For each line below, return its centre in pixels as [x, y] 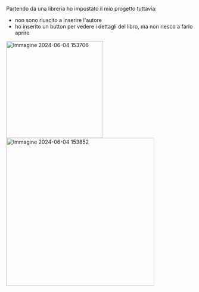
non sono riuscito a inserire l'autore [58, 20]
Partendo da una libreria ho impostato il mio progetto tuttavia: [81, 9]
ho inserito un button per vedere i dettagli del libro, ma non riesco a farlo [104, 27]
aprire [22, 33]
